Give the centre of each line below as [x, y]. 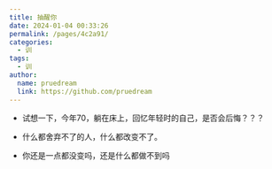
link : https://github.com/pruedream [85, 91]
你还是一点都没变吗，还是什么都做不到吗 [96, 155]
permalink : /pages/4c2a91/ [59, 34]
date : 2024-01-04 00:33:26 [59, 26]
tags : [19, 58]
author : [23, 75]
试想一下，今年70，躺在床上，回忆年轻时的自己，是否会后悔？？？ [143, 118]
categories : [31, 42]
